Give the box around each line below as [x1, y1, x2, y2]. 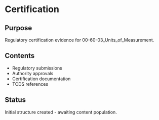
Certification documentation [12, 76, 71, 82]
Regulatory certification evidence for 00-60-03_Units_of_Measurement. [5, 37, 154, 43]
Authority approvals [12, 70, 54, 76]
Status [5, 96, 26, 104]
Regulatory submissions [12, 65, 63, 71]
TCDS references [12, 81, 49, 87]
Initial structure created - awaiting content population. [5, 109, 117, 115]
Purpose [5, 24, 32, 32]
